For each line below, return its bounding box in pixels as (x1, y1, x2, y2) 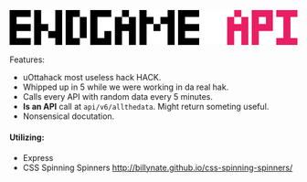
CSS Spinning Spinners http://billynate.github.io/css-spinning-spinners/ (22, 162, 293, 173)
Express (22, 152, 54, 163)
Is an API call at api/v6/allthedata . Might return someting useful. (22, 102, 270, 112)
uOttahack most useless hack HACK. (22, 72, 162, 83)
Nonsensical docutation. (22, 111, 115, 122)
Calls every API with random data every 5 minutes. (22, 91, 213, 102)
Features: (9, 54, 46, 65)
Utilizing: (9, 132, 45, 143)
